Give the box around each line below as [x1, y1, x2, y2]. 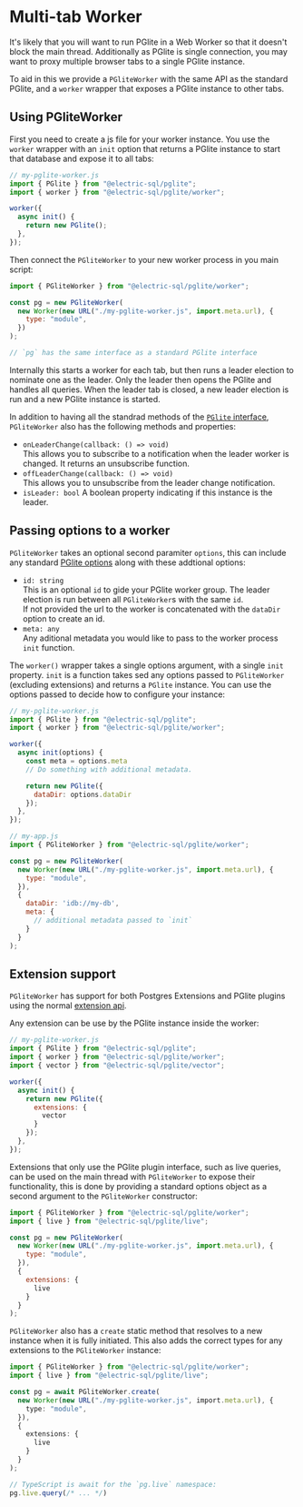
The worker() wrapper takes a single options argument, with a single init [9, 660, 284, 671]
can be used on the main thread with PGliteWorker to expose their [9, 1171, 256, 1182]
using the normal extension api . [9, 1000, 127, 1011]
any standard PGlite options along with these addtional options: [9, 557, 247, 568]
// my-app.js [9, 832, 59, 841]
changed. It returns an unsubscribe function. [22, 458, 191, 469]
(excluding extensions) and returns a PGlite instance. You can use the [9, 679, 272, 690]
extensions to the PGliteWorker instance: [9, 1345, 161, 1356]
